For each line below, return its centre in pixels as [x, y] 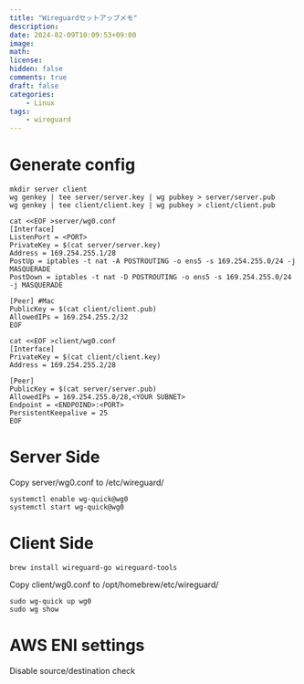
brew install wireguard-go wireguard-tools [94, 567]
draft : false [34, 86]
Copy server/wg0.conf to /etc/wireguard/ [87, 482]
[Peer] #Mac [32, 301]
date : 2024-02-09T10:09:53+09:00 [73, 35]
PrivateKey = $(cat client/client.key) [85, 357]
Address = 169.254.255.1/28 [63, 253]
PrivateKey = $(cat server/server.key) [85, 246]
